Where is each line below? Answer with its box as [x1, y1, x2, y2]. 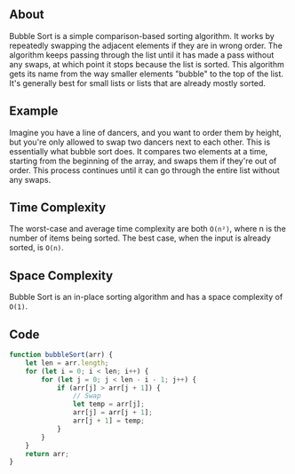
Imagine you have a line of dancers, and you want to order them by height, [9, 127, 282, 138]
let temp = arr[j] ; [72, 399, 145, 409]
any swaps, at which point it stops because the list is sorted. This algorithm [9, 59, 284, 69]
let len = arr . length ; [25, 359, 109, 367]
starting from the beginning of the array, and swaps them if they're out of [9, 155, 277, 166]
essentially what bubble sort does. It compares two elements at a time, [9, 146, 268, 156]
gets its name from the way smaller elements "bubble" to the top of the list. [9, 68, 284, 79]
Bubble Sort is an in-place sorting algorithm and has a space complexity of [9, 292, 283, 303]
